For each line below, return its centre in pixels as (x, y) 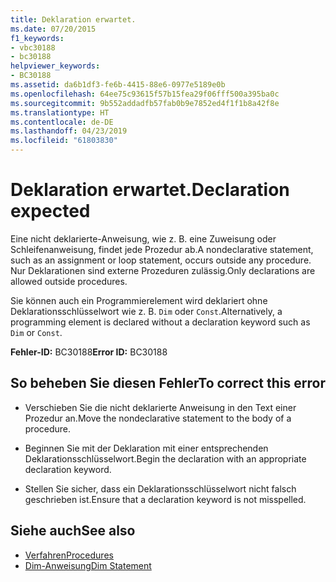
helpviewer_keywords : (55, 66)
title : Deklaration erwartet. (73, 19)
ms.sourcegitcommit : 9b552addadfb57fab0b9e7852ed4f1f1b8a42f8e (145, 103)
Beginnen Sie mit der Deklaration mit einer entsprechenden (146, 448)
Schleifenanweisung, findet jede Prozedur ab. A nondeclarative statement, (162, 249)
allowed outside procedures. (69, 281)
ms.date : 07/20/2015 (53, 29)
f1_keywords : (37, 38)
